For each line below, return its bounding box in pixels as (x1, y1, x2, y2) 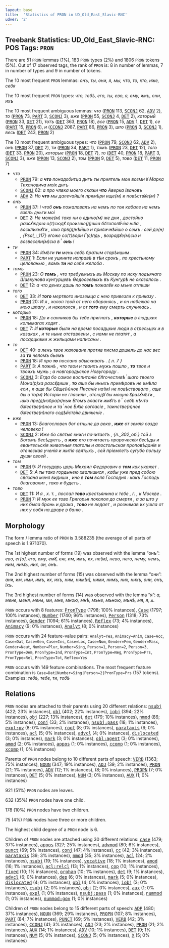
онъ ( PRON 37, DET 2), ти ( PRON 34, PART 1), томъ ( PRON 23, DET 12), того (5, 145, 157, 151)
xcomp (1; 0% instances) (5, 746, 57, 752)
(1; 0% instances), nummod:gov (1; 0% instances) (5, 895, 108, 901)
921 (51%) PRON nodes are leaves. (5, 787, 74, 793)
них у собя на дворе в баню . (20, 507, 83, 513)
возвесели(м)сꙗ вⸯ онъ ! (20, 238, 75, 244)
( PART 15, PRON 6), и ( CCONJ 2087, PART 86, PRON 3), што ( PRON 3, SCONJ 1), (5, 124, 163, 130)
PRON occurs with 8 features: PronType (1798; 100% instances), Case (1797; (5, 607, 162, 613)
